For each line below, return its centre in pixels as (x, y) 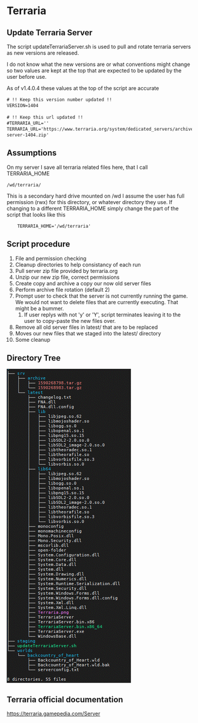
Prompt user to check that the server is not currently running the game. (101, 296)
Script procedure (38, 244)
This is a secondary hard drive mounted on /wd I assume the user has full (95, 196)
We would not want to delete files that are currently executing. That (97, 302)
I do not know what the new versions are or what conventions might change (98, 64)
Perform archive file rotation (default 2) (63, 289)
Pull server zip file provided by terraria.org (66, 271)
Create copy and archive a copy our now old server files (83, 283)
